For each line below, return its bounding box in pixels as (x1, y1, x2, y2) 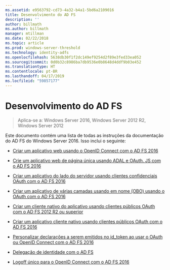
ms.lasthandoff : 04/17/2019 (5, 74, 65, 79)
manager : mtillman (5, 31, 44, 36)
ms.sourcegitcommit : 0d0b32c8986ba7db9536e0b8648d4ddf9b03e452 (5, 59, 142, 65)
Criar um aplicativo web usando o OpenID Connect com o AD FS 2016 (12, 147, 158, 154)
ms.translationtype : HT (5, 64, 56, 69)
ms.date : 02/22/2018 (5, 36, 49, 41)
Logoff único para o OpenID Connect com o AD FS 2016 (12, 259, 130, 265)
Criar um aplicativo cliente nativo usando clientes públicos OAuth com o (12, 218, 163, 224)
